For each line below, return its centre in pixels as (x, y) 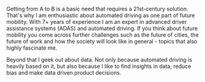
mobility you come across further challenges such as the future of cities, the (102, 35)
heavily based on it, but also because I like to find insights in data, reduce (99, 66)
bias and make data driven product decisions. (64, 73)
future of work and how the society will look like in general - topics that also (102, 41)
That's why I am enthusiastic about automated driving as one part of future (101, 15)
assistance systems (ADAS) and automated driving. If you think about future (102, 28)
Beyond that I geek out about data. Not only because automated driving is (99, 60)
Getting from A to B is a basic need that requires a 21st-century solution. (97, 9)
